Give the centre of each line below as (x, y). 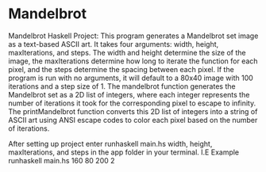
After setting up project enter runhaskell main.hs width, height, (110, 143)
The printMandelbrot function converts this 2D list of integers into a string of (133, 111)
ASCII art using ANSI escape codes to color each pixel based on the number (133, 120)
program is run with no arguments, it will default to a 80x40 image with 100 (131, 78)
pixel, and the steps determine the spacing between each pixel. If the (121, 69)
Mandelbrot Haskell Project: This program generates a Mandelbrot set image (133, 36)
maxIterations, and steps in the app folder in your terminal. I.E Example (124, 152)
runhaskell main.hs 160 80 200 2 (62, 160)
